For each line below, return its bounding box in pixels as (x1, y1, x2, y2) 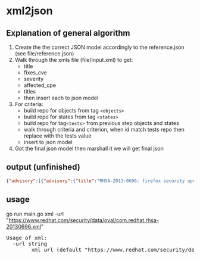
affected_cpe (23, 82, 57, 89)
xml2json (6, 4, 53, 18)
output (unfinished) (6, 162, 80, 172)
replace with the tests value (23, 132, 92, 139)
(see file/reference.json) (14, 50, 74, 57)
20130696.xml (6, 223, 42, 230)
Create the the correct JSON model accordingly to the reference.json (14, 43, 185, 51)
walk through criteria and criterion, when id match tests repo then (23, 126, 185, 133)
